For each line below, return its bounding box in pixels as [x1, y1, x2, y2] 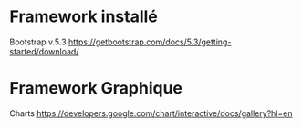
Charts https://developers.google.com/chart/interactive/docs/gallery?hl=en [9, 107, 293, 119]
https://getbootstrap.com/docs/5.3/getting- [68, 36, 232, 47]
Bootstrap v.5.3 [9, 36, 67, 47]
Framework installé [9, 6, 158, 27]
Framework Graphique [9, 78, 183, 99]
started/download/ [9, 45, 79, 56]
